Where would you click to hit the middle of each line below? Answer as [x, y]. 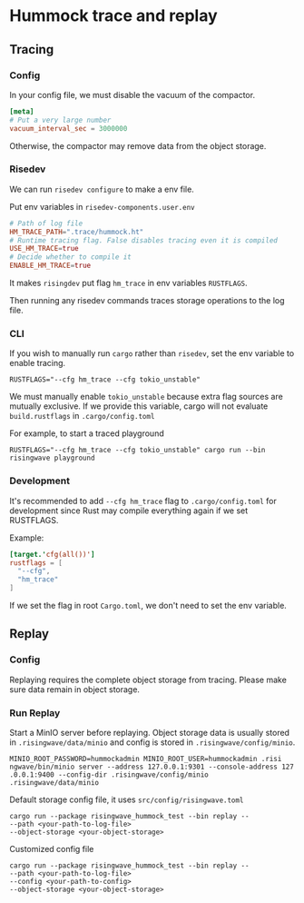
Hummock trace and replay [113, 16]
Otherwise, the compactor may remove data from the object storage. [138, 145]
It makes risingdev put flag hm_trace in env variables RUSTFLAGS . [128, 283]
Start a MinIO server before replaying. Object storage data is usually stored [150, 733]
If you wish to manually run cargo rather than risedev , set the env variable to [152, 353]
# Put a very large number [60, 120]
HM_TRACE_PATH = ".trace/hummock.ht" [77, 232]
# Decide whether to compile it [70, 257]
